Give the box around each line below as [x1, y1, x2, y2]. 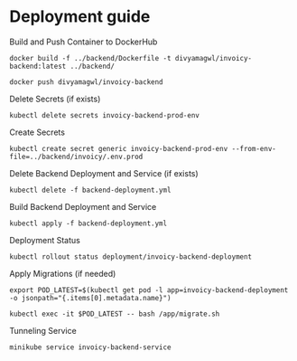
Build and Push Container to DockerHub [9, 36, 158, 47]
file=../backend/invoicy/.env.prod [9, 152, 144, 161]
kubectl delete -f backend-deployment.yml [9, 185, 172, 195]
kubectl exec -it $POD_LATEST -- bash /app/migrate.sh [9, 309, 220, 318]
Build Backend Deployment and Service [9, 201, 157, 212]
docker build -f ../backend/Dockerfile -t [9, 53, 172, 62]
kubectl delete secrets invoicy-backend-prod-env [9, 110, 200, 119]
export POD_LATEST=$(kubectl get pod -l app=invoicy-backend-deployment [9, 285, 289, 295]
